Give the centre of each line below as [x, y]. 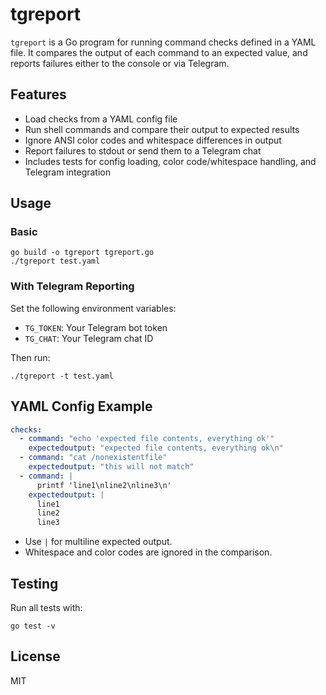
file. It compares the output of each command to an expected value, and [159, 52]
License [35, 656]
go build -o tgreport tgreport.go [82, 253]
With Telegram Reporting [72, 286]
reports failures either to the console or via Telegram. [120, 63]
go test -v [33, 626]
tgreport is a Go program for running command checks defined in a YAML [163, 42]
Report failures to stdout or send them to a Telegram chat [143, 150]
